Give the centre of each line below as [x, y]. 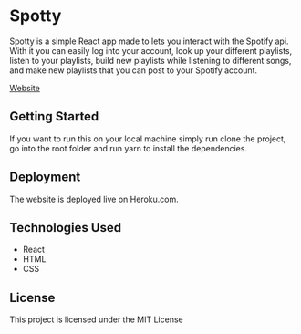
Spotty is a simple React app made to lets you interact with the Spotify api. [149, 41]
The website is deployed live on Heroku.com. [94, 199]
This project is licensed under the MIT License [97, 319]
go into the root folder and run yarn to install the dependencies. [129, 148]
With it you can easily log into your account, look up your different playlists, [151, 50]
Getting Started [54, 116]
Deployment [45, 177]
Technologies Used [65, 228]
